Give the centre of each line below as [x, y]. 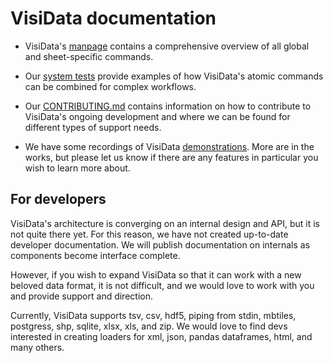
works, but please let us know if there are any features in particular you [171, 157]
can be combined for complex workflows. [110, 86]
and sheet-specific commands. [89, 56]
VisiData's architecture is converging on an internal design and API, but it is [165, 223]
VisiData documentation [113, 18]
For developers [58, 199]
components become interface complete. [95, 255]
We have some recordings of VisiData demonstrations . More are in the [169, 146]
